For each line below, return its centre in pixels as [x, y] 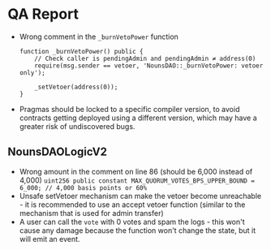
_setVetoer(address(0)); [76, 87]
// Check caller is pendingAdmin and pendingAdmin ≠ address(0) [145, 58]
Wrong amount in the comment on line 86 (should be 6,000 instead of [136, 171]
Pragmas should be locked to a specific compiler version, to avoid [129, 109]
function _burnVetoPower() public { [81, 51]
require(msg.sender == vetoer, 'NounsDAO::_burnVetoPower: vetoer [149, 66]
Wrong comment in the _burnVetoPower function [99, 37]
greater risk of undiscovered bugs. [77, 126]
